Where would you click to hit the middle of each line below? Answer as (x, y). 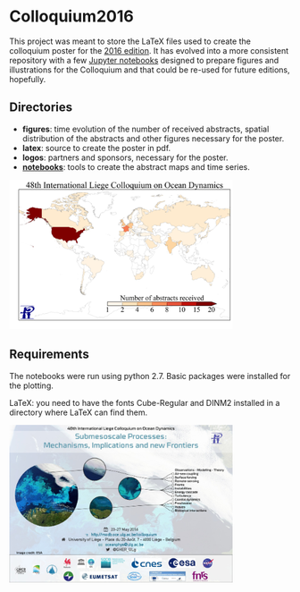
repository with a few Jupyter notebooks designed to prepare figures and (144, 60)
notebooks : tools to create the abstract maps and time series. (136, 166)
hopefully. (28, 79)
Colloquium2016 (71, 17)
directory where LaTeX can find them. (79, 412)
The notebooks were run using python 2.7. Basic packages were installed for (150, 376)
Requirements (49, 355)
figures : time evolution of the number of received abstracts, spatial (146, 129)
